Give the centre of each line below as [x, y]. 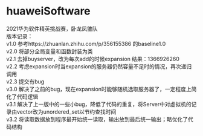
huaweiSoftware [48, 11]
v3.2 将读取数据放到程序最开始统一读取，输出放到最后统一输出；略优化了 [97, 119]
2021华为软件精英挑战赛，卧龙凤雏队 [52, 28]
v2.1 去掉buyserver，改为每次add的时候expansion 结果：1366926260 [93, 59]
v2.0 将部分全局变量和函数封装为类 [50, 51]
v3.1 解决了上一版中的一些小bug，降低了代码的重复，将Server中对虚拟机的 [99, 104]
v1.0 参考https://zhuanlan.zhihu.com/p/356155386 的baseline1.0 [86, 44]
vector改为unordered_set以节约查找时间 [66, 112]
